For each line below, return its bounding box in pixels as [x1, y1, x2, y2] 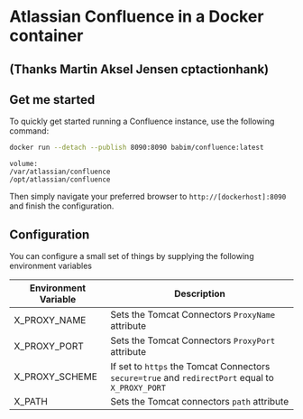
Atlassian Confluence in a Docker [9, 6, 264, 27]
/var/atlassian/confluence [9, 167, 111, 177]
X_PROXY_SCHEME [14, 370, 97, 383]
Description [174, 287, 225, 300]
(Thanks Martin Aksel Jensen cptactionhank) [9, 61, 270, 77]
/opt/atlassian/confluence [9, 175, 111, 184]
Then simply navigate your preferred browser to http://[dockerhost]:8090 [9, 191, 287, 202]
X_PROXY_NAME [14, 314, 87, 327]
